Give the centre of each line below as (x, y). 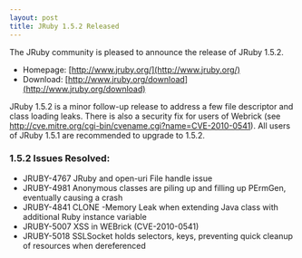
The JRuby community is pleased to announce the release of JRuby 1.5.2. (146, 52)
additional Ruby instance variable (84, 216)
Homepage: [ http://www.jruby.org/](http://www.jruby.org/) (131, 70)
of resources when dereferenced (84, 245)
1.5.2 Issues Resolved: (60, 158)
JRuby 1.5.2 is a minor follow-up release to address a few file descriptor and (151, 106)
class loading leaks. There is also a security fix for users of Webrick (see (145, 116)
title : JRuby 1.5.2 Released (64, 26)
